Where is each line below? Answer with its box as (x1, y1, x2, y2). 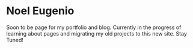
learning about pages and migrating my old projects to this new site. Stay (6, 30, 188, 37)
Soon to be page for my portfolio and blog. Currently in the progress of (6, 24, 182, 31)
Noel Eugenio (6, 4, 75, 18)
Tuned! (6, 36, 24, 43)
